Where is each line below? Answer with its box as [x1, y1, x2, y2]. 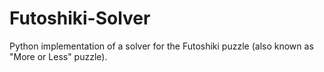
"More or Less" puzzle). [9, 50, 108, 62]
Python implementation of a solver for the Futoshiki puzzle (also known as [9, 40, 314, 52]
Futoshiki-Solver [9, 7, 151, 30]
